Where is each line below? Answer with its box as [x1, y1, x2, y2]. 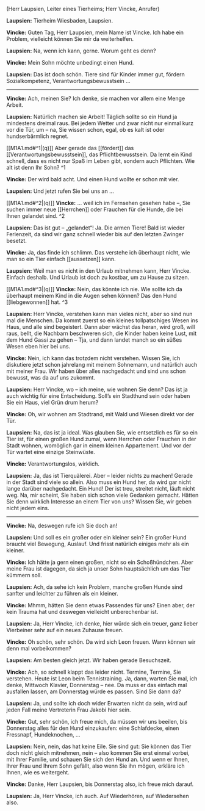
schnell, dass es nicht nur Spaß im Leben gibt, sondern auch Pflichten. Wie [6, 157, 195, 164]
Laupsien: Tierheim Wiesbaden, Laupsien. [6, 17, 113, 24]
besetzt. [6, 237, 27, 244]
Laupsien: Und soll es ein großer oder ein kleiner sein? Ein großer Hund [6, 534, 187, 541]
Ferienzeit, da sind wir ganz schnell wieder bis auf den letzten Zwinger [6, 231, 184, 237]
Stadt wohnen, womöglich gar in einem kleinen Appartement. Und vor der [6, 442, 192, 449]
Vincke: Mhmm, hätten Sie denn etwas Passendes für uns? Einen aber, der [6, 602, 195, 609]
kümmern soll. [6, 572, 42, 579]
